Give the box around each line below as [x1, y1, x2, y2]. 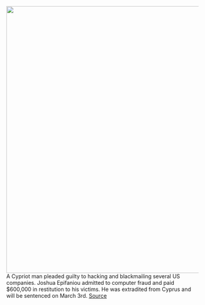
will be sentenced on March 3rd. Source [6, 292, 107, 299]
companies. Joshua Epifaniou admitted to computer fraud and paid [6, 279, 175, 286]
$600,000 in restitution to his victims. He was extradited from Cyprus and [6, 285, 192, 293]
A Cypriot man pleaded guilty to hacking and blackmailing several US [6, 273, 181, 280]
